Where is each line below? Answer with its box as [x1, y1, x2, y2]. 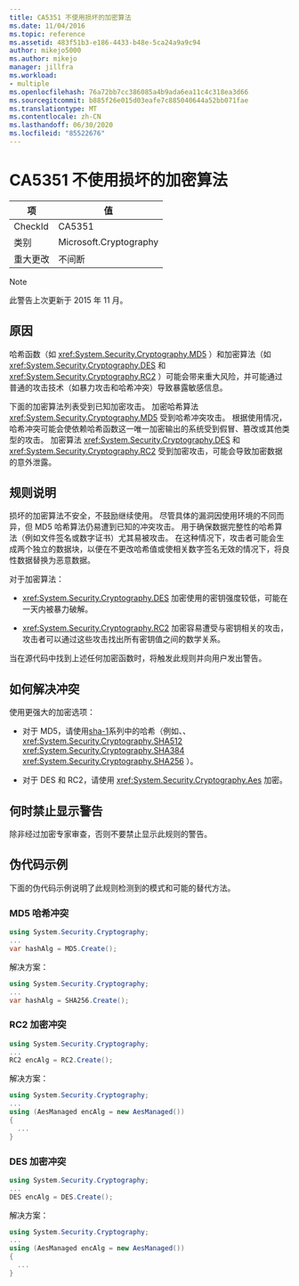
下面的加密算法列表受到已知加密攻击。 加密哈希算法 [9, 401, 198, 411]
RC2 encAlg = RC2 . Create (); [9, 1056, 114, 1065]
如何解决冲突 [9, 681, 80, 696]
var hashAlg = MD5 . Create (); [9, 944, 117, 953]
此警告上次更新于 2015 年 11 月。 [9, 295, 128, 305]
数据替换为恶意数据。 [16, 555, 95, 566]
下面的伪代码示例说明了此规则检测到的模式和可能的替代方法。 [9, 883, 236, 893]
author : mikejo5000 [9, 46, 82, 55]
